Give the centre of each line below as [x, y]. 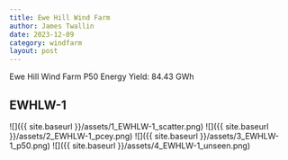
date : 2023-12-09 [42, 34]
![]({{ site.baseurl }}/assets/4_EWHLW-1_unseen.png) [152, 146]
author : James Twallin [52, 26]
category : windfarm [46, 43]
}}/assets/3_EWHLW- [239, 136]
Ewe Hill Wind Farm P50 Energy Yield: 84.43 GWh [102, 76]
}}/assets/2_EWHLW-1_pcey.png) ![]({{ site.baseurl [103, 136]
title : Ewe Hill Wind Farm [60, 18]
